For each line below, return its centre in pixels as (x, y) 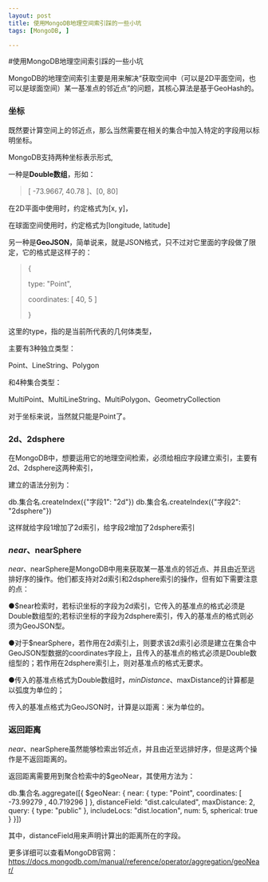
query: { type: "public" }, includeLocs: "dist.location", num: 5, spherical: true (133, 810)
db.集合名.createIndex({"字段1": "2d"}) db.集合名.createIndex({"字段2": (124, 502)
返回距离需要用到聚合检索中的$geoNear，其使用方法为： (102, 776)
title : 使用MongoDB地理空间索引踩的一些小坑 (75, 23)
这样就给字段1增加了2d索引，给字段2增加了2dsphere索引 (102, 527)
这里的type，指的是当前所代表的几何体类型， (82, 331)
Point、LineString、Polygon (54, 365)
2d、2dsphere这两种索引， (53, 467)
